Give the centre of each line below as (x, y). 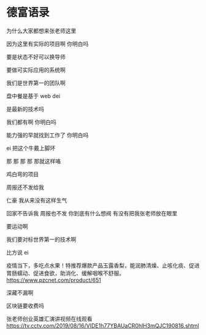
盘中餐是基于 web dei (33, 96)
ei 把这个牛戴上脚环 (31, 148)
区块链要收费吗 (25, 306)
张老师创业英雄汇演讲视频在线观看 (49, 318)
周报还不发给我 (25, 187)
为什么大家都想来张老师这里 (41, 31)
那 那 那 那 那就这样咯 (34, 161)
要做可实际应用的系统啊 (36, 70)
